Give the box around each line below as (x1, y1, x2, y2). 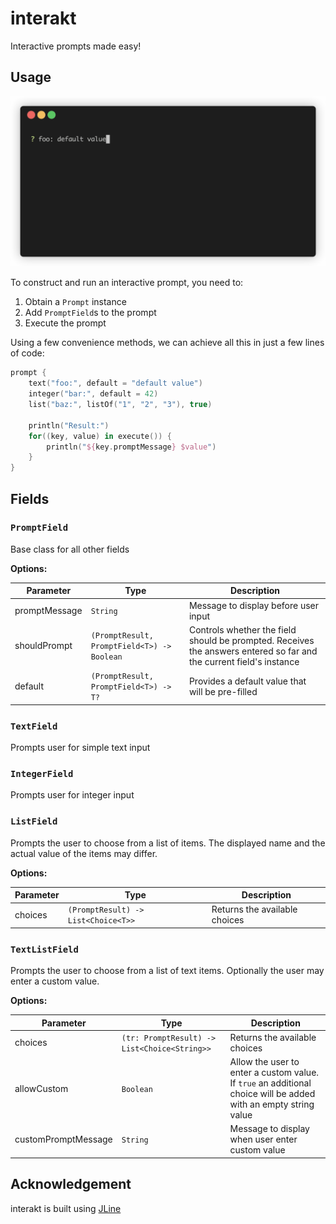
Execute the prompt (24, 317, 107, 329)
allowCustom (14, 1082, 69, 1094)
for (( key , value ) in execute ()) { (28, 431, 172, 441)
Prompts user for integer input (10, 789, 135, 801)
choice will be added (229, 1088, 316, 1100)
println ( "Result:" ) (28, 420, 110, 431)
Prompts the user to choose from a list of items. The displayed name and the (10, 837, 326, 849)
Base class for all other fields (10, 543, 130, 555)
